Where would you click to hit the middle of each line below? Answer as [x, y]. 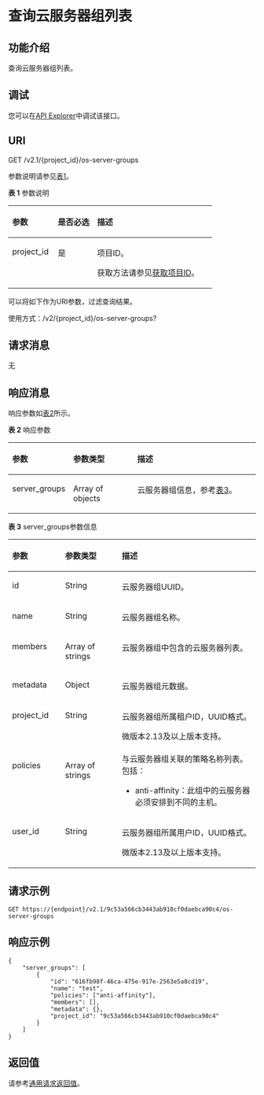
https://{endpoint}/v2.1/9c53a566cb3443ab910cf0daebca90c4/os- [128, 909]
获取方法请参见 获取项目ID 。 [148, 272]
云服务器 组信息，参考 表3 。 [187, 490]
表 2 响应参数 [29, 430]
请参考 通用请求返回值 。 [46, 1083]
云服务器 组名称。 [153, 618]
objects [87, 499]
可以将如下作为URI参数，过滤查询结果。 [73, 301]
